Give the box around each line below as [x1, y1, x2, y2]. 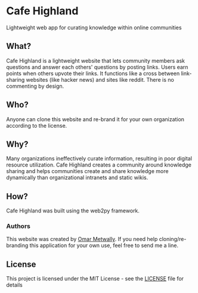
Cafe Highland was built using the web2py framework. [6, 207, 140, 214]
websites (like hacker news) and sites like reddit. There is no [26, 76, 174, 83]
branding [6, 242, 29, 249]
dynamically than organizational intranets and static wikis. [6, 174, 148, 181]
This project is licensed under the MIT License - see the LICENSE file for [6, 275, 184, 282]
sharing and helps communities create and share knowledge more [6, 168, 169, 175]
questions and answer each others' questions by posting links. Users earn [6, 63, 188, 70]
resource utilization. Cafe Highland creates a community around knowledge [6, 161, 192, 168]
